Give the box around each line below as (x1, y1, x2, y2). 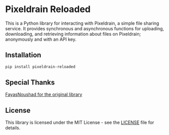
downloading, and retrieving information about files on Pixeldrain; (5, 31, 141, 37)
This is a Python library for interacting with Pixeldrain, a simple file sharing (5, 20, 159, 26)
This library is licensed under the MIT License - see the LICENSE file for (5, 119, 154, 125)
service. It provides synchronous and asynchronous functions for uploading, (5, 25, 164, 31)
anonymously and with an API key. (5, 36, 77, 42)
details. (5, 125, 21, 131)
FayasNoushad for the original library (5, 92, 82, 98)
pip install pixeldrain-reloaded (5, 64, 76, 69)
